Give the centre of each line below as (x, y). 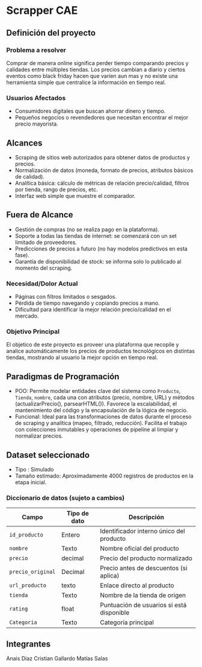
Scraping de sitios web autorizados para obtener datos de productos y (103, 157)
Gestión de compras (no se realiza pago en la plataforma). (87, 229)
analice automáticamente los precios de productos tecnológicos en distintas (101, 351)
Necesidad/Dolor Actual (42, 283)
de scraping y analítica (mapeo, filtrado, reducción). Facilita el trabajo (101, 423)
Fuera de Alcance (40, 215)
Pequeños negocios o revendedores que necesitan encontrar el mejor (101, 118)
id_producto (26, 535)
